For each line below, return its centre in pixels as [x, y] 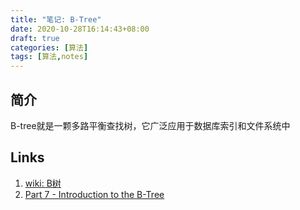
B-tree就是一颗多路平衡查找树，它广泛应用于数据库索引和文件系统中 [150, 125]
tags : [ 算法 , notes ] [49, 57]
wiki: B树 [43, 183]
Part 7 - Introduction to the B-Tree [94, 194]
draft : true [35, 38]
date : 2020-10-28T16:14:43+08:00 [80, 29]
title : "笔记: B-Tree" [56, 19]
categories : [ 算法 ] [49, 47]
